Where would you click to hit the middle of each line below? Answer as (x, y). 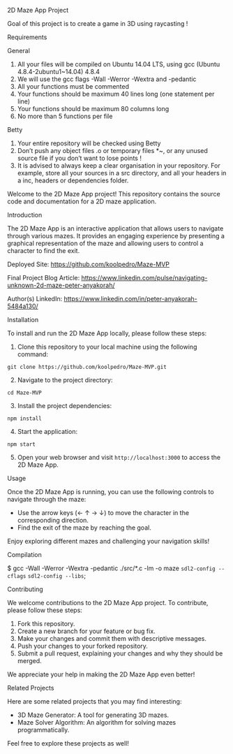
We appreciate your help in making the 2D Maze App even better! (101, 674)
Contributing (25, 589)
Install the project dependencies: (65, 406)
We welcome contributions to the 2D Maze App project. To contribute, (108, 603)
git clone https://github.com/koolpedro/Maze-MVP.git (87, 367)
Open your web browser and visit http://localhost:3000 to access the (119, 457)
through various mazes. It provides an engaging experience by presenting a (116, 236)
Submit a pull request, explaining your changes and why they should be (120, 653)
